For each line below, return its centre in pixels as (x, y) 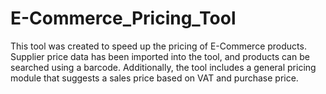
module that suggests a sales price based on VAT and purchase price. (154, 78)
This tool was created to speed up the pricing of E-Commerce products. (158, 46)
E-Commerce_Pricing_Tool (123, 18)
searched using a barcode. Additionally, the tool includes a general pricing (163, 67)
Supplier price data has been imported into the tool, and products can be (160, 56)
